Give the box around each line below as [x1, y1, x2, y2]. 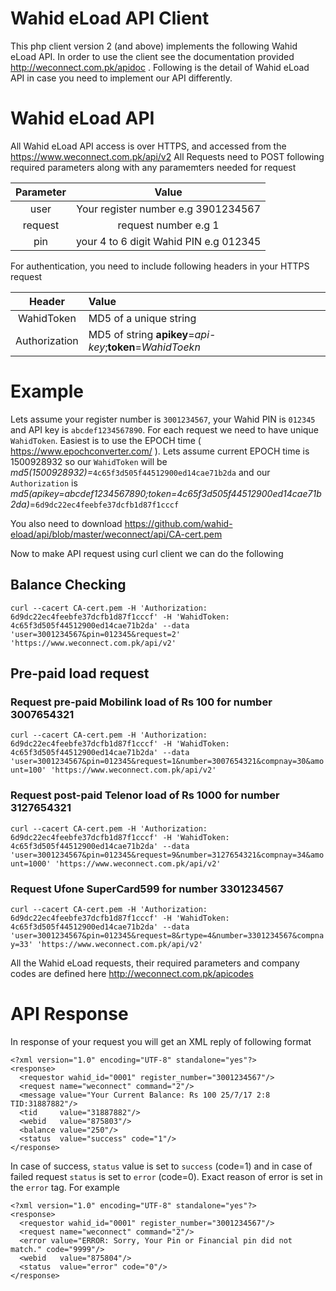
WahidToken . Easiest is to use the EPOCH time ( [10, 434, 202, 446]
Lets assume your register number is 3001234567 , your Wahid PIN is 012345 [10, 413, 316, 425]
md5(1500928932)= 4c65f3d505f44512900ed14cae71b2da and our [10, 466, 271, 478]
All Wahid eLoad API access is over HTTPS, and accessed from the [10, 140, 287, 152]
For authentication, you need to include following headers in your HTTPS [10, 260, 310, 272]
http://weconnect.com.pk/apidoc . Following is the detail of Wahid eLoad [10, 61, 310, 73]
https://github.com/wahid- [124, 517, 233, 529]
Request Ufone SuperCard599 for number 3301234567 [10, 882, 284, 896]
